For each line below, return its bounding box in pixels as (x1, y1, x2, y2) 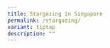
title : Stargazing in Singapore (7, 10, 103, 18)
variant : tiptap (7, 23, 55, 30)
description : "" (7, 30, 55, 37)
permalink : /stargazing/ (7, 17, 81, 24)
